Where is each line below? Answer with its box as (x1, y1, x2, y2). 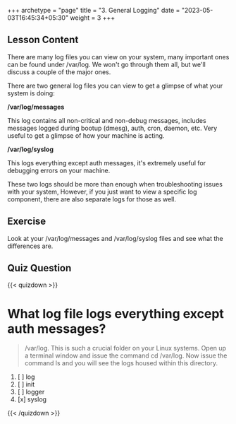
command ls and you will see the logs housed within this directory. (24, 359, 218, 367)
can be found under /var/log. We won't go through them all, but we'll (7, 60, 206, 69)
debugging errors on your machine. (7, 166, 111, 175)
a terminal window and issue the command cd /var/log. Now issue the (24, 351, 228, 360)
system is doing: (7, 88, 55, 98)
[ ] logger (17, 388, 45, 396)
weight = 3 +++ (70, 13, 116, 22)
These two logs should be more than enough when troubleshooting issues (7, 179, 223, 188)
